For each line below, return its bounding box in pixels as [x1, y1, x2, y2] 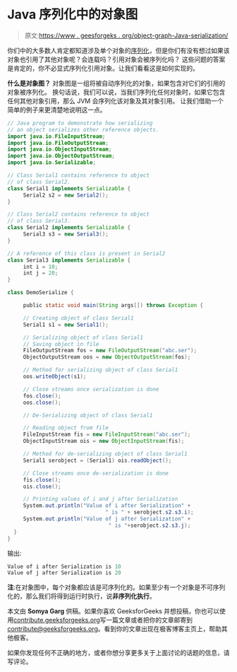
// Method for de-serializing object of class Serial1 [23, 451, 188, 458]
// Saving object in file [23, 340, 99, 347]
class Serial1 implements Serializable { [7, 185, 131, 192]
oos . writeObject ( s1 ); [23, 373, 87, 381]
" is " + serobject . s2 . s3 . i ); [104, 509, 194, 516]
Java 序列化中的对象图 [7, 6, 138, 23]
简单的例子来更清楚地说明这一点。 [7, 105, 107, 114]
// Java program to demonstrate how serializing [7, 120, 153, 127]
